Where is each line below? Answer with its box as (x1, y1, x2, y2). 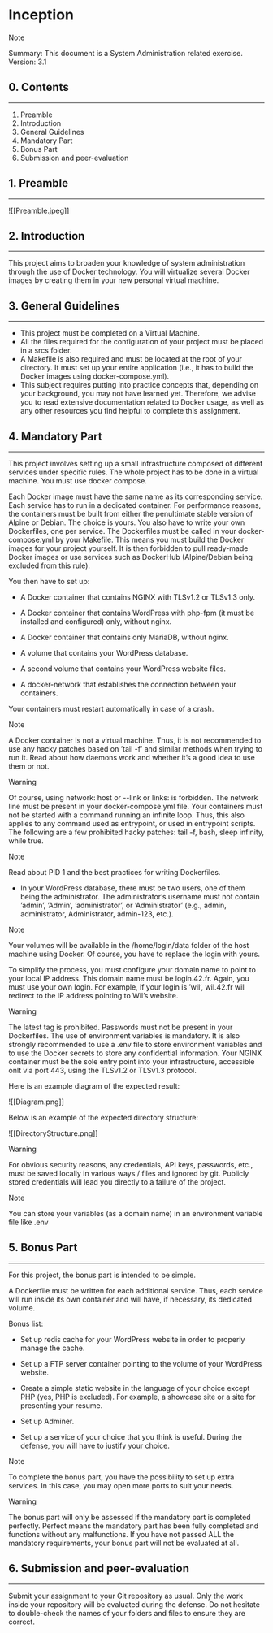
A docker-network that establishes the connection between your (19, 680, 237, 689)
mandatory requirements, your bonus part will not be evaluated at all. (8, 1538, 240, 1548)
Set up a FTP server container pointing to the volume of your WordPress (19, 1358, 262, 1368)
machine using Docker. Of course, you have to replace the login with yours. (8, 949, 260, 959)
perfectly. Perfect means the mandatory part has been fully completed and (8, 1521, 259, 1531)
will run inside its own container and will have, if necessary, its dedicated (8, 1294, 252, 1304)
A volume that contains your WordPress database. (19, 648, 188, 657)
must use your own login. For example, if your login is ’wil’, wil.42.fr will (8, 982, 246, 992)
